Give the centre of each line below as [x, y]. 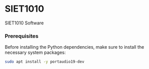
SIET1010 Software [24, 23]
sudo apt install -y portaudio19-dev [45, 62]
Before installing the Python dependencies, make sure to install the [74, 47]
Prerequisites [22, 36]
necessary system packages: [35, 53]
